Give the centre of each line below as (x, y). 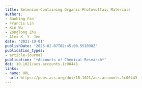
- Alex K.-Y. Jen (23, 37)
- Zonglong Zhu (21, 32)
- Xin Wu (14, 28)
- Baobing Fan (20, 19)
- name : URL (17, 73)
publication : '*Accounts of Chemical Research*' (56, 60)
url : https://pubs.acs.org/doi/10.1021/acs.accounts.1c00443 (73, 78)
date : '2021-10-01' (25, 42)
